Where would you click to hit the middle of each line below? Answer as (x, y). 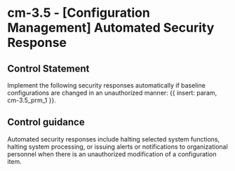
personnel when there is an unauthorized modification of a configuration (112, 154)
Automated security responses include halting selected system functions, (113, 139)
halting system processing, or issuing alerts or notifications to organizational (117, 146)
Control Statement (48, 68)
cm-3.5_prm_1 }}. (32, 100)
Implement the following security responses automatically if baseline (106, 85)
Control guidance (46, 122)
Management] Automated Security (111, 28)
